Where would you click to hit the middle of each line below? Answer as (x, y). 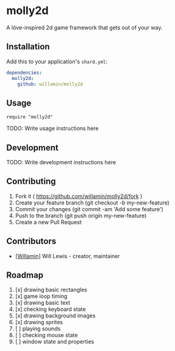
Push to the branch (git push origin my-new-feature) (81, 215)
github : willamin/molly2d (50, 84)
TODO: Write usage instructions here (52, 128)
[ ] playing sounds (38, 329)
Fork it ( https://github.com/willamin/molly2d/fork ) (79, 196)
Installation (28, 47)
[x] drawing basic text (43, 303)
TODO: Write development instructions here (61, 162)
